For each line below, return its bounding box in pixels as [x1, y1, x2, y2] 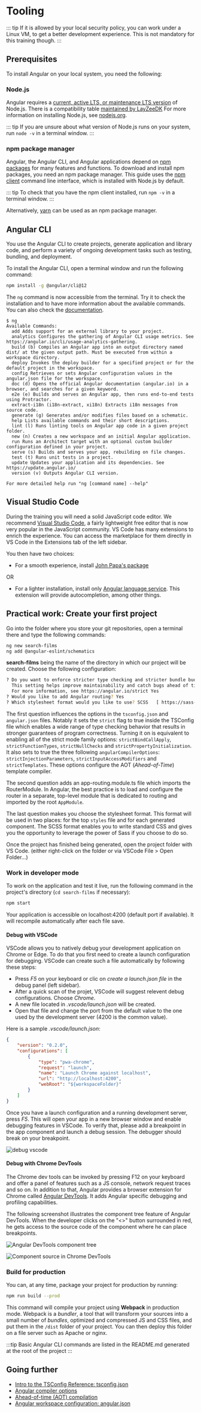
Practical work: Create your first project [6, 609, 157, 619]
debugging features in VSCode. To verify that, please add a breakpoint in [6, 1121, 187, 1129]
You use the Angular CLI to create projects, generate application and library [6, 240, 193, 247]
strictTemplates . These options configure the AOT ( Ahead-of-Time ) [6, 761, 175, 768]
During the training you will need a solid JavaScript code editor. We [6, 513, 172, 520]
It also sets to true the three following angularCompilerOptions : [6, 749, 160, 756]
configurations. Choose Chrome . [14, 995, 96, 1002]
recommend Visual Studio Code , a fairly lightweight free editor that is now [6, 519, 188, 526]
